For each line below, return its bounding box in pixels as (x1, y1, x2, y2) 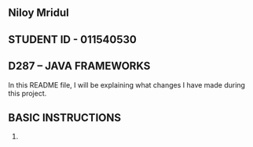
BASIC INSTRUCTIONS (8, 111, 122, 124)
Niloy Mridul (8, 6, 69, 20)
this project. (8, 88, 47, 98)
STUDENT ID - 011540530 (8, 33, 137, 46)
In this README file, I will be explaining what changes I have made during (8, 80, 246, 89)
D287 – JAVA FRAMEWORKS (8, 59, 151, 73)
